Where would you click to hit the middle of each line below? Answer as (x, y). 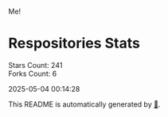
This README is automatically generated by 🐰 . (84, 104)
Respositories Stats (74, 43)
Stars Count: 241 (35, 65)
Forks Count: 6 (33, 74)
